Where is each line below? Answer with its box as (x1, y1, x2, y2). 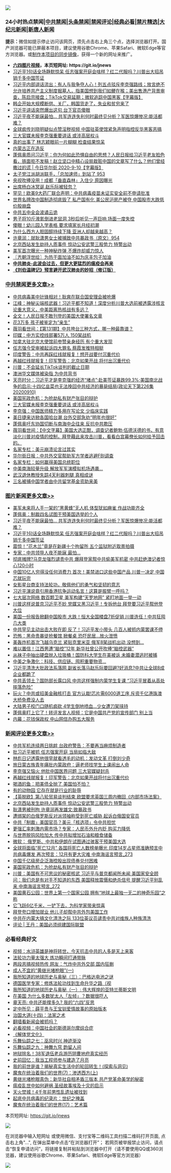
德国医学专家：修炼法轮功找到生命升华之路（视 (12, 980, 111, 986)
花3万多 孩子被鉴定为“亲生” (12, 319, 70, 325)
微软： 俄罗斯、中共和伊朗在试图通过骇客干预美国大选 (12, 838, 126, 844)
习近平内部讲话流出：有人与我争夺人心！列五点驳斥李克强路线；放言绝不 (12, 81, 165, 88)
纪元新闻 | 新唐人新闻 (5, 26, 55, 33)
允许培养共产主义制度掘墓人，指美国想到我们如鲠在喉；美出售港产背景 (12, 88, 161, 94)
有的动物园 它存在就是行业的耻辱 (12, 787, 82, 793)
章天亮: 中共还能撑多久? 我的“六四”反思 (12, 1000, 95, 1006)
